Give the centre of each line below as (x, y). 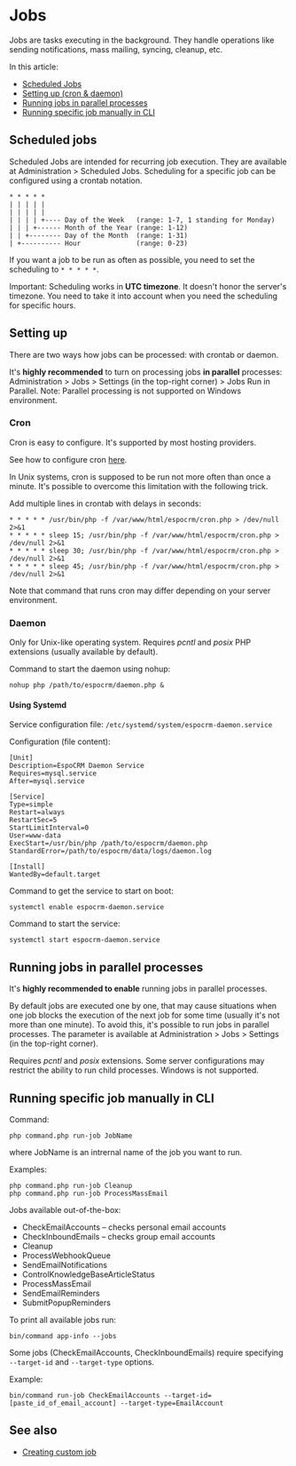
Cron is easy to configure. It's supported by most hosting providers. (133, 442)
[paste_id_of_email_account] (63, 1403)
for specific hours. (43, 305)
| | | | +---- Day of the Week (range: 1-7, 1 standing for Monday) (142, 220)
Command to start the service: (65, 923)
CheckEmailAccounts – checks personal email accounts (124, 1227)
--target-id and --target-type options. (82, 1362)
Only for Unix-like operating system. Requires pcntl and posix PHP (130, 642)
